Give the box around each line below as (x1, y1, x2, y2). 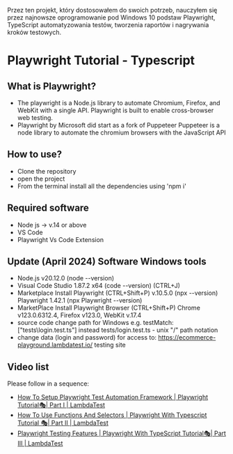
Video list (7, 361, 49, 372)
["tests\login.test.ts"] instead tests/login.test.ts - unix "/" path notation (17, 326, 218, 334)
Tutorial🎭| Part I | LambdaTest (17, 401, 106, 409)
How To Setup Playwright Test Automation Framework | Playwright (17, 393, 209, 402)
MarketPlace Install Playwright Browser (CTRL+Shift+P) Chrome (17, 303, 200, 312)
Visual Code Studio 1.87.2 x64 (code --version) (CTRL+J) (17, 282, 181, 290)
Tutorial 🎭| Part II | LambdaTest (17, 418, 109, 427)
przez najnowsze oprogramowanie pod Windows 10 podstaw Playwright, (7, 13, 216, 22)
